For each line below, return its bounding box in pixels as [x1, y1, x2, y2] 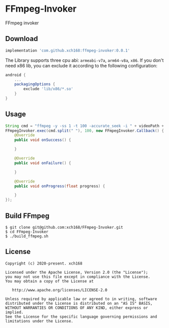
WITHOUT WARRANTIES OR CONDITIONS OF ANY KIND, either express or [5, 305, 148, 310]
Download [5, 34, 38, 43]
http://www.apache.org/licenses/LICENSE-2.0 [12, 287, 108, 293]
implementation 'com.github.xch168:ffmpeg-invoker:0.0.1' [5, 48, 130, 53]
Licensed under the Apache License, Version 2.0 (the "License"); [5, 270, 148, 275]
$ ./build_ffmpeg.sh [5, 234, 49, 239]
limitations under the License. [5, 318, 73, 323]
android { [5, 72, 26, 78]
